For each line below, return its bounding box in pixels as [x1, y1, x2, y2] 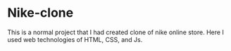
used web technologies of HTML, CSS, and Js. [7, 35, 143, 43]
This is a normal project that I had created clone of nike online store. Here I [7, 28, 224, 36]
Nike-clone [7, 5, 74, 21]
